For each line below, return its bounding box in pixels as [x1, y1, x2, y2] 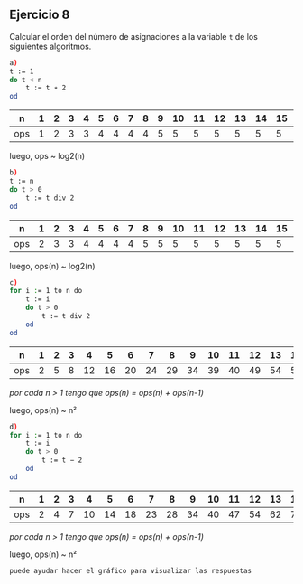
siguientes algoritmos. [9, 41, 92, 52]
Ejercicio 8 [9, 7, 70, 23]
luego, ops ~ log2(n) [9, 151, 86, 162]
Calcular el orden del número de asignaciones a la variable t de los [9, 31, 259, 42]
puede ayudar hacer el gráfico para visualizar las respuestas [9, 566, 252, 575]
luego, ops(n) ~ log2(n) [9, 260, 96, 271]
